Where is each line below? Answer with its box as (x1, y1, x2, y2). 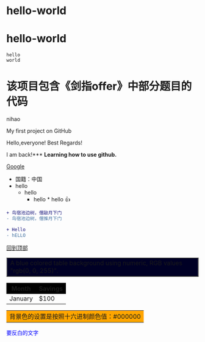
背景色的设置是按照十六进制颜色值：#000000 (9, 312, 142, 321)
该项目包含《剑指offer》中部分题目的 (6, 80, 192, 94)
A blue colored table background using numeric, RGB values (10, 258, 183, 267)
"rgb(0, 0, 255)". (10, 266, 59, 275)
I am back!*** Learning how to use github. (6, 151, 117, 158)
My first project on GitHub (6, 127, 72, 135)
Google (6, 163, 25, 170)
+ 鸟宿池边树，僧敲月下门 (6, 210, 62, 216)
